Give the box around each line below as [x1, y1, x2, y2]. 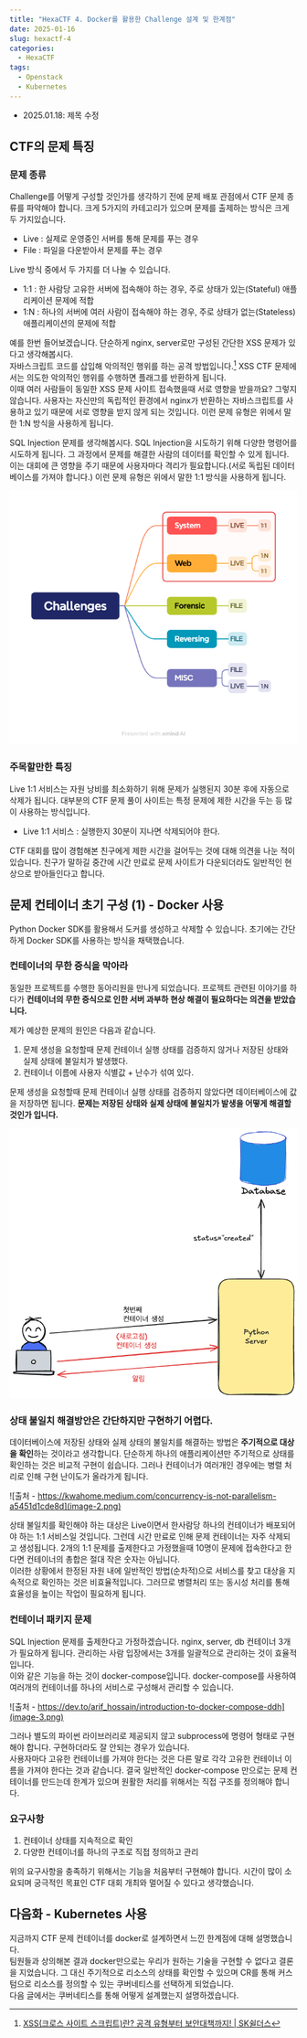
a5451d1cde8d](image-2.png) [9, 1500, 122, 1512]
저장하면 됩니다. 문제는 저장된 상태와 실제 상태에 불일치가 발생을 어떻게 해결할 [18, 1097, 292, 1108]
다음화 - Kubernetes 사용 [9, 1906, 148, 1922]
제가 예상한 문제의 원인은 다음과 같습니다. [9, 1024, 156, 1035]
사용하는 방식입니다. [18, 806, 90, 817]
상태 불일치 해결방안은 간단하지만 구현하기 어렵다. [9, 1414, 213, 1427]
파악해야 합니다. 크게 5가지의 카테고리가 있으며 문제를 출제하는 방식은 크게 [26, 202, 290, 214]
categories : [9, 44, 55, 53]
